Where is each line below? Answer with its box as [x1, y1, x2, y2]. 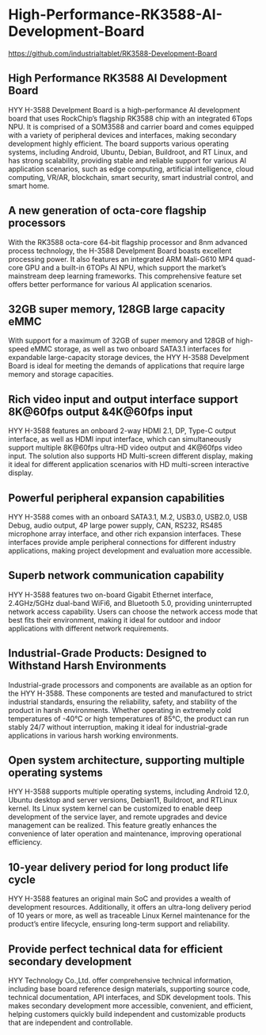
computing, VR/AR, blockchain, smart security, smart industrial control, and [8, 172, 253, 182]
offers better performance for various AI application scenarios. [8, 279, 212, 289]
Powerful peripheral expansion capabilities [8, 491, 225, 504]
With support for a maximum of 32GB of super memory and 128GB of [8, 335, 234, 346]
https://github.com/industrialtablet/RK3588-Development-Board [8, 48, 218, 58]
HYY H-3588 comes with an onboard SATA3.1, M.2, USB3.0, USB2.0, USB [8, 512, 248, 521]
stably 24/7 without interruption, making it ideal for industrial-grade [8, 722, 228, 731]
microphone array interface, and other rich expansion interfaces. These [8, 529, 241, 539]
